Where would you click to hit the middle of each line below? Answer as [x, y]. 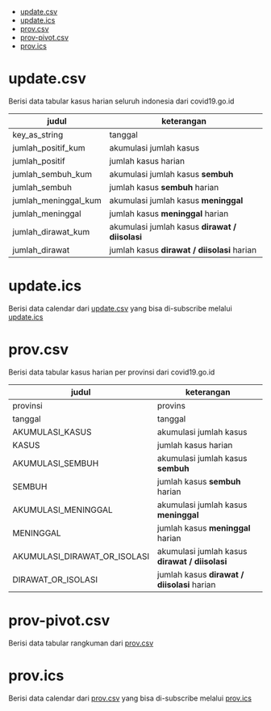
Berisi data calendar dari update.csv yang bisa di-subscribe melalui [120, 308]
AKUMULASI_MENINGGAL [63, 510]
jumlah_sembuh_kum [52, 174]
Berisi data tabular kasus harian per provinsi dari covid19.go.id [112, 372]
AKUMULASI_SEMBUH [56, 463]
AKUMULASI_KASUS [52, 432]
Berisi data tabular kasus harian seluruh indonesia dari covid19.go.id [121, 101]
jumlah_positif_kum [49, 147]
